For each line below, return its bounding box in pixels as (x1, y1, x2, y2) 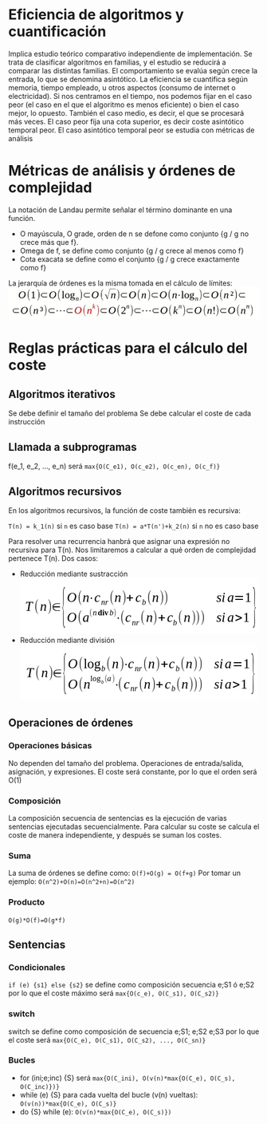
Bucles (8, 1055, 36, 1066)
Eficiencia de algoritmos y (8, 6, 185, 24)
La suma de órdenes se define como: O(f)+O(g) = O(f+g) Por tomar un (8, 868, 241, 878)
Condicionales (8, 961, 66, 972)
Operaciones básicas (8, 740, 92, 751)
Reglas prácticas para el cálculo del (8, 339, 248, 357)
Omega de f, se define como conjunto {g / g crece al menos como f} (19, 246, 245, 255)
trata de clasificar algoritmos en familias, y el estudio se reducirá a (8, 57, 226, 67)
